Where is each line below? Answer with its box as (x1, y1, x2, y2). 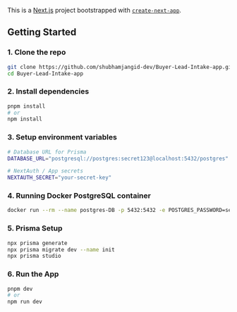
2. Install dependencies (7, 87, 90, 96)
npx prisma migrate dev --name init (7, 246, 115, 253)
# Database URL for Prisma (7, 148, 87, 156)
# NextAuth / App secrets (7, 168, 83, 175)
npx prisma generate (7, 239, 68, 247)
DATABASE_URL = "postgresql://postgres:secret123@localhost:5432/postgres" (7, 155, 229, 162)
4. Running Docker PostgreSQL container (7, 191, 152, 201)
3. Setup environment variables (7, 132, 118, 142)
